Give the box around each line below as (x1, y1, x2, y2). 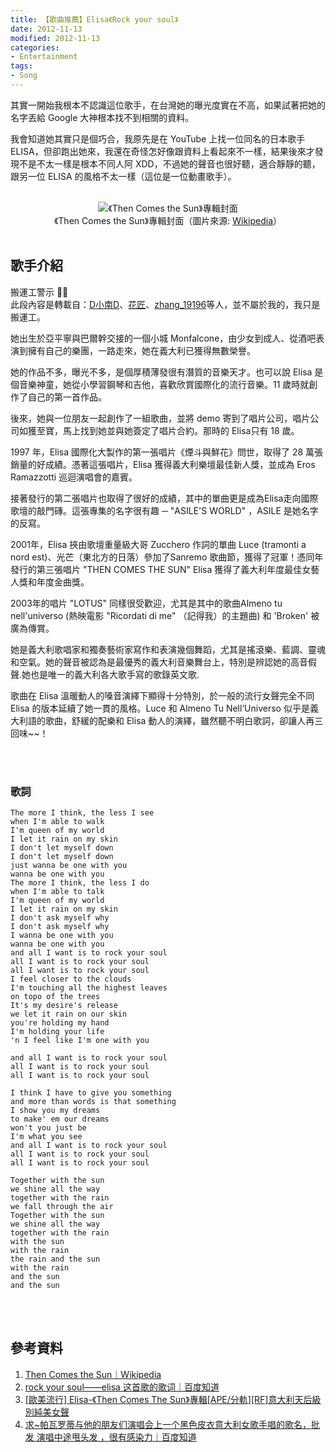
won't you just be (10, 1122, 87, 1133)
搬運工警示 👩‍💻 (10, 286, 69, 298)
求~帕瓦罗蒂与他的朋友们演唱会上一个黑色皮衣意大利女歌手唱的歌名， (24, 1418, 312, 1430)
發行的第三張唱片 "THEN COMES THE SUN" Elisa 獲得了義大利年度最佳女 (10, 563, 312, 575)
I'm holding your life (10, 1026, 105, 1036)
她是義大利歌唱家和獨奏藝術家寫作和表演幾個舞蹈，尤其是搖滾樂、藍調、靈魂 (10, 643, 326, 655)
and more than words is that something (10, 1096, 177, 1106)
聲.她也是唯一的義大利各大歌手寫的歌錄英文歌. (10, 668, 200, 680)
